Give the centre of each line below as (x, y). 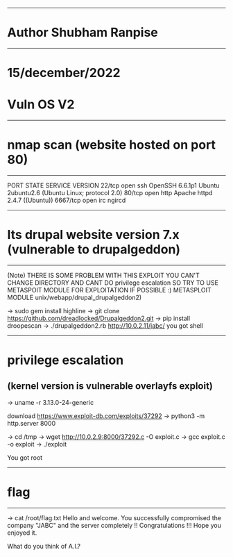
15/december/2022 (64, 73)
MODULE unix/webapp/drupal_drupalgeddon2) (75, 297)
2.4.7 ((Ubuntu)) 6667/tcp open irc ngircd (67, 200)
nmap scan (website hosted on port (112, 145)
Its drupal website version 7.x (94, 235)
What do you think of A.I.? (44, 546)
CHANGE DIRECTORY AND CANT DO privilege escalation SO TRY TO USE (113, 283)
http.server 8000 (32, 423)
